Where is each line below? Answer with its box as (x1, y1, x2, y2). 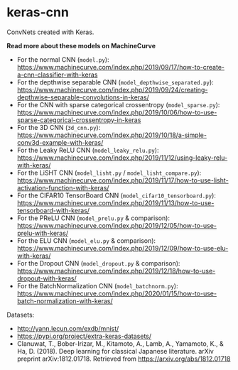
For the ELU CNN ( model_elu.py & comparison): (16, 236, 156, 245)
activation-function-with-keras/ (16, 183, 109, 192)
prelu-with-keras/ (16, 229, 69, 237)
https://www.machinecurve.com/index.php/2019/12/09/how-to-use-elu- (16, 244, 229, 252)
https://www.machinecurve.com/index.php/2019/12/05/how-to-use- (16, 221, 217, 229)
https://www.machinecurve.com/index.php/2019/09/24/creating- (16, 85, 208, 94)
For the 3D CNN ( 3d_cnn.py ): (16, 123, 101, 131)
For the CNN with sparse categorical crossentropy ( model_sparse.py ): (16, 100, 220, 109)
